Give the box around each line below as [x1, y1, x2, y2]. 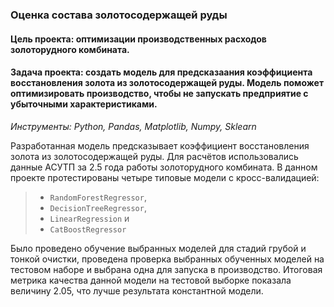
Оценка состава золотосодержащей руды [10, 8, 228, 22]
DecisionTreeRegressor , [49, 201, 147, 213]
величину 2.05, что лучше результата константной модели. [10, 284, 264, 297]
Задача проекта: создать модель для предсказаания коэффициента [10, 66, 313, 78]
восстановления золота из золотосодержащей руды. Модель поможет [10, 77, 325, 89]
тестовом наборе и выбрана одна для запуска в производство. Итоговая [10, 263, 323, 275]
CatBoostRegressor [49, 224, 127, 235]
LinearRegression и [49, 212, 130, 224]
